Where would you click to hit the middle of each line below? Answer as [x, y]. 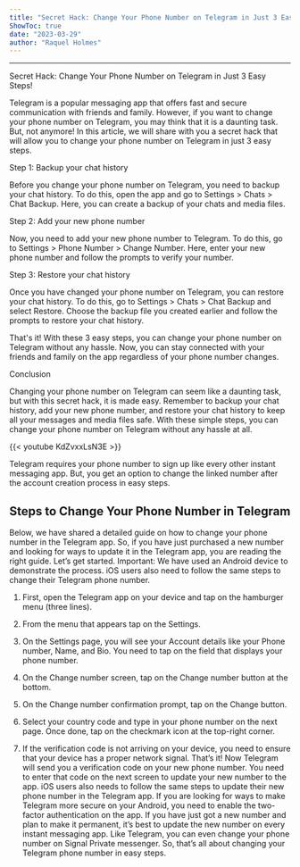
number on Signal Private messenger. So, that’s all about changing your [154, 844]
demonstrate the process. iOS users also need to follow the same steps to [145, 571]
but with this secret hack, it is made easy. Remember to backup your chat [144, 401]
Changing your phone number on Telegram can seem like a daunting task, [145, 392]
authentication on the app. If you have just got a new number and [166, 815]
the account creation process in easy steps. [90, 483]
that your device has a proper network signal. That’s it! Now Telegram [150, 758]
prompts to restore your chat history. [77, 321]
